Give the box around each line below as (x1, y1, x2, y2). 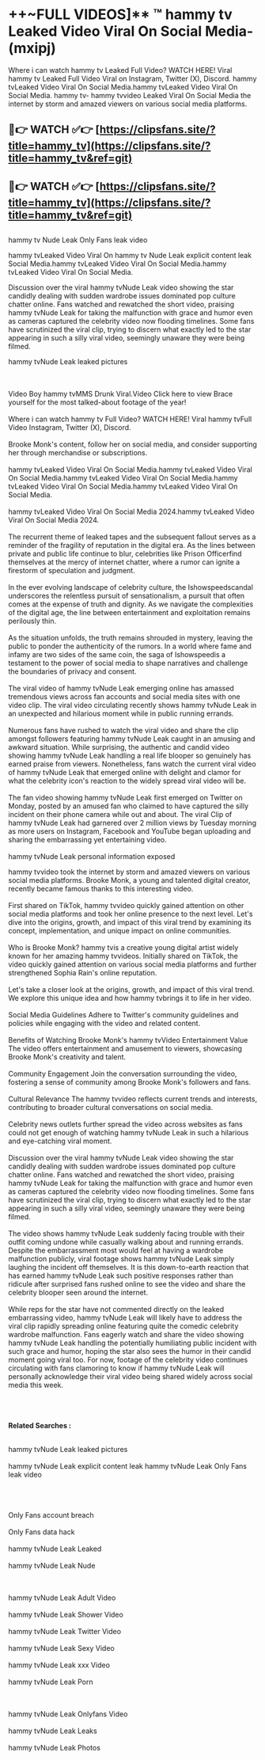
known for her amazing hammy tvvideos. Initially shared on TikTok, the (8, 952, 239, 961)
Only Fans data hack (8, 1527, 75, 1537)
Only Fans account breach (8, 1511, 94, 1520)
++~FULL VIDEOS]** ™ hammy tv (8, 6, 233, 24)
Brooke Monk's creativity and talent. (8, 1052, 127, 1062)
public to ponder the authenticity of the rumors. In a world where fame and (8, 641, 252, 651)
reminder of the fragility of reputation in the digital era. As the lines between (8, 541, 256, 550)
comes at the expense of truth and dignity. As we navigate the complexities (8, 599, 254, 609)
